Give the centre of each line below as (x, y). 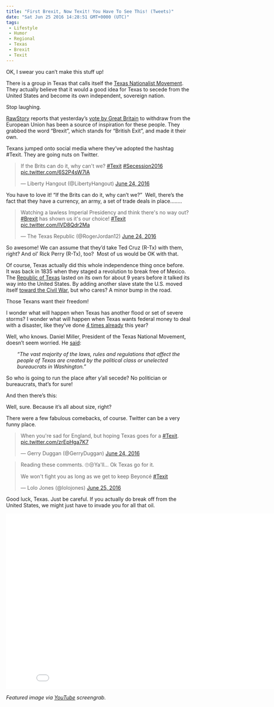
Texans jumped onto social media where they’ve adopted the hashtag (90, 148)
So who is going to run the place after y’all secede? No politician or (87, 378)
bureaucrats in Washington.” (52, 366)
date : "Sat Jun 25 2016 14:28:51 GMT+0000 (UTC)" (68, 17)
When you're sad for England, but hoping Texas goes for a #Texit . (100, 436)
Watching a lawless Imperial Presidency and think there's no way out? (105, 212)
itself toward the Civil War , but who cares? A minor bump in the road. (89, 290)
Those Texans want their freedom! (47, 301)
